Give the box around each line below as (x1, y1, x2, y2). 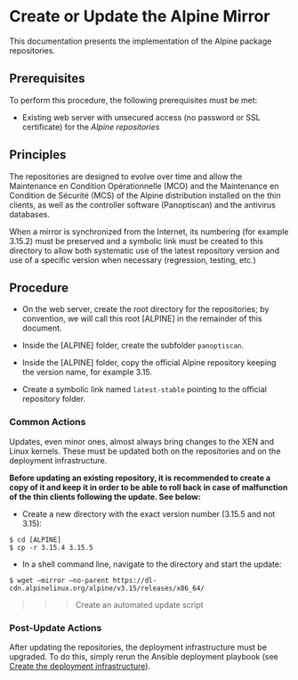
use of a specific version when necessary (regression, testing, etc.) (9, 254, 256, 265)
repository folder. (21, 394, 86, 405)
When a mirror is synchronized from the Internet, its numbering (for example (9, 225, 289, 237)
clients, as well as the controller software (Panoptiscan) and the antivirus (9, 199, 276, 210)
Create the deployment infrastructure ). (9, 660, 151, 671)
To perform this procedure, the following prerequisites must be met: (9, 94, 258, 105)
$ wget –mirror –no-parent (9, 576, 109, 585)
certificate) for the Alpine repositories (21, 121, 160, 132)
